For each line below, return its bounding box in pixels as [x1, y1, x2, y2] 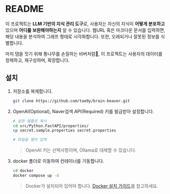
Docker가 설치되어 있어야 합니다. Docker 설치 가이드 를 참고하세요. [25, 183, 159, 189]
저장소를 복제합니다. [12, 88, 53, 94]
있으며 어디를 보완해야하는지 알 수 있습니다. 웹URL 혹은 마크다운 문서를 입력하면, [5, 27, 165, 33]
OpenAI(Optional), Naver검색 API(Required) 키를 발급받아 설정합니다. [12, 108, 155, 114]
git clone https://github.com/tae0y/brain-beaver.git [12, 98, 130, 103]
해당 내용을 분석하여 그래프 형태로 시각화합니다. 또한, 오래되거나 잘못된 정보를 [5, 33, 160, 39]
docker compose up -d [12, 173, 59, 178]
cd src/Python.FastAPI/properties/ [12, 123, 89, 128]
